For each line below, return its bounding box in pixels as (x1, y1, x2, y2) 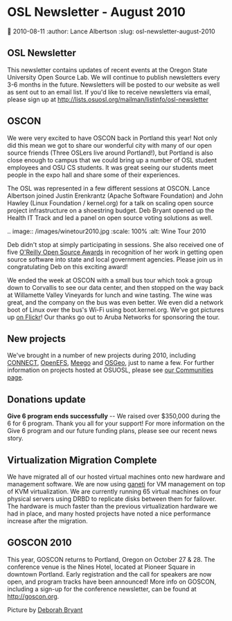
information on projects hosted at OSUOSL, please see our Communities (7, 366, 213, 375)
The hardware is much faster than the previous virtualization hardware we (7, 502, 218, 510)
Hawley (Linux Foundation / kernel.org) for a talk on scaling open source (7, 198, 213, 207)
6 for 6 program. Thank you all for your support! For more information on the (7, 419, 225, 427)
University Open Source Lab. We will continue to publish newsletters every (7, 73, 220, 81)
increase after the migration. (7, 517, 88, 525)
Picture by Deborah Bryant (7, 605, 83, 614)
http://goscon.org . (7, 592, 60, 600)
